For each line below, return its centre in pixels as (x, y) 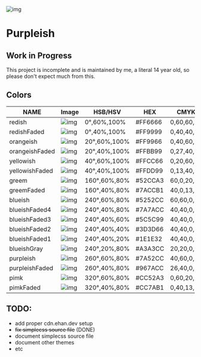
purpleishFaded (31, 268)
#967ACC (150, 268)
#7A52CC (150, 258)
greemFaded (27, 190)
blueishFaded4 (30, 210)
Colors (19, 95)
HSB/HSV (107, 112)
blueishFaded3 (30, 219)
